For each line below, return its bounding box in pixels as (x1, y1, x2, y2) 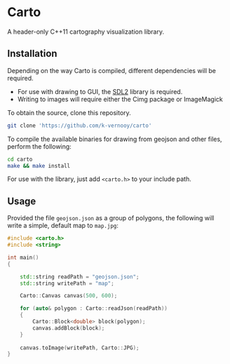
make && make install (7, 162, 71, 169)
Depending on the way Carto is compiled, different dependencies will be (7, 66, 216, 74)
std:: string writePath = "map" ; (20, 280, 114, 287)
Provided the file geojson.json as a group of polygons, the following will (7, 214, 215, 222)
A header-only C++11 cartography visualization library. (7, 27, 165, 36)
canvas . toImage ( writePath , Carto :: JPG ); (20, 344, 140, 351)
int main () (7, 254, 39, 261)
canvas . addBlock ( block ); (32, 324, 105, 332)
